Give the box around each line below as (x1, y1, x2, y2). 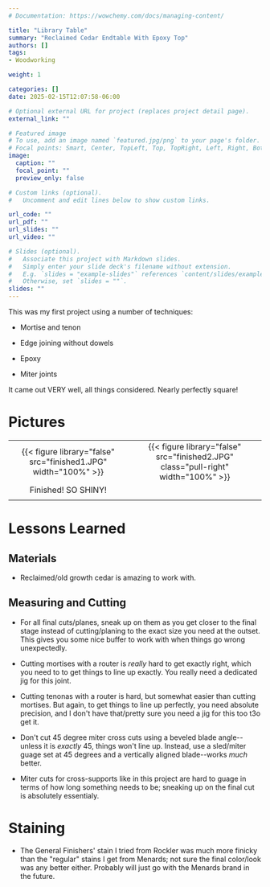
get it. (19, 717, 40, 726)
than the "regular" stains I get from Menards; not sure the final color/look (19, 854, 261, 864)
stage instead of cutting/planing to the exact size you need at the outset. (19, 626, 261, 635)
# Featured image (8, 129, 67, 138)
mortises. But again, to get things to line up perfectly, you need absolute (19, 700, 260, 709)
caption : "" (15, 159, 56, 167)
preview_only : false (15, 174, 84, 182)
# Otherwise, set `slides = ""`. (8, 277, 128, 285)
